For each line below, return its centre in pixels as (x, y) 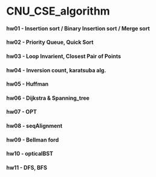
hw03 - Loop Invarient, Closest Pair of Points (64, 56)
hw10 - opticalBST (30, 154)
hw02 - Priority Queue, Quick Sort (50, 42)
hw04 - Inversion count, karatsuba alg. (56, 70)
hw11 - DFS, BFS (27, 167)
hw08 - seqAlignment (34, 125)
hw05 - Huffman (28, 84)
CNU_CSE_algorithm (58, 11)
